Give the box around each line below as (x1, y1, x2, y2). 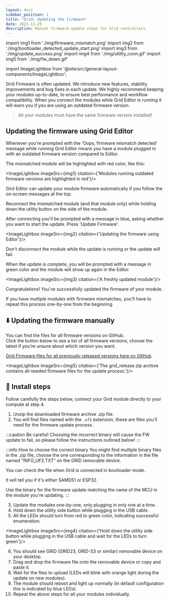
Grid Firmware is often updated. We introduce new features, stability (6, 81, 147, 87)
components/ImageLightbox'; (6, 71, 67, 77)
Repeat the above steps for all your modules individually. (13, 591, 130, 597)
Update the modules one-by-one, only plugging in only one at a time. (13, 502, 156, 508)
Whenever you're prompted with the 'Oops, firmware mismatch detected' (6, 140, 158, 146)
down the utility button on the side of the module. (6, 206, 108, 212)
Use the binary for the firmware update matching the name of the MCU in (6, 487, 158, 493)
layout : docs (6, 7, 33, 13)
